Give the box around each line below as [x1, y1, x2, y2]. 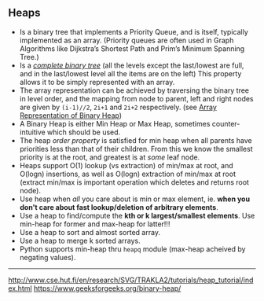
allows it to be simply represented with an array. [19, 77, 175, 86]
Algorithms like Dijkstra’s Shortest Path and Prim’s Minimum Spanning [19, 43, 245, 53]
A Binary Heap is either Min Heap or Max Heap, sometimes [19, 119, 211, 128]
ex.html [8, 283, 33, 293]
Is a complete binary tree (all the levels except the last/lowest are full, [19, 61, 244, 70]
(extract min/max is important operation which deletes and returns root [19, 177, 250, 187]
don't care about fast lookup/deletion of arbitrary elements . [19, 202, 218, 211]
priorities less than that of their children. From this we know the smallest [19, 144, 253, 153]
